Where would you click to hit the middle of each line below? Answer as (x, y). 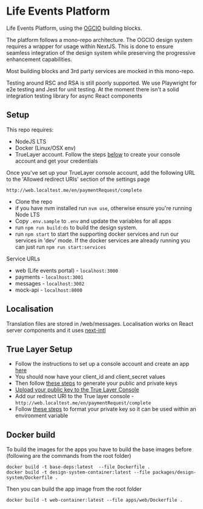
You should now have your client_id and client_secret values (90, 377)
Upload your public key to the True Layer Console (77, 390)
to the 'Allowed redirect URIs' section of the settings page (78, 179)
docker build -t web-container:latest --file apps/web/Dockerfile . (95, 500)
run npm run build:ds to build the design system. (76, 227)
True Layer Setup (39, 349)
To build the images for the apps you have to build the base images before (99, 449)
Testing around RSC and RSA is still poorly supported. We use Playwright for (101, 83)
